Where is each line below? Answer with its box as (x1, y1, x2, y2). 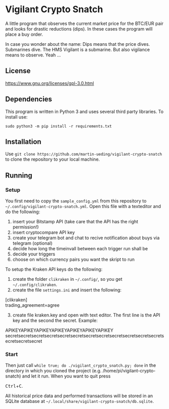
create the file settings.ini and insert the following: (12, 287, 122, 293)
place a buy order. (5, 31, 43, 37)
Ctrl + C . (5, 383, 23, 389)
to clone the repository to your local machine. (5, 156, 100, 162)
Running (5, 171, 33, 180)
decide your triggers (12, 251, 56, 257)
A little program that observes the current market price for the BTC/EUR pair (5, 20, 163, 26)
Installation (5, 137, 41, 146)
